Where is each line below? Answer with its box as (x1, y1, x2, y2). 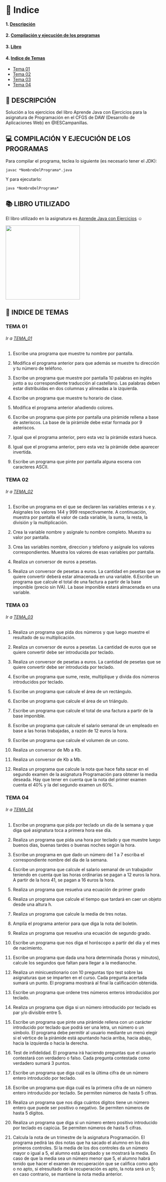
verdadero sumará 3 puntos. (12, 1060, 71, 1066)
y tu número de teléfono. (12, 365, 63, 371)
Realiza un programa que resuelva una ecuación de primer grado (12, 886, 145, 892)
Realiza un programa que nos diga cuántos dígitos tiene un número (12, 1099, 150, 1105)
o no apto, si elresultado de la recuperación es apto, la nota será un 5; (12, 1166, 155, 1172)
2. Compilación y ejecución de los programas (5, 32, 100, 39)
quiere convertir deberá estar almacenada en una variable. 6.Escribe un (12, 573, 159, 580)
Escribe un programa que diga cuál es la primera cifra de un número (12, 1085, 152, 1091)
